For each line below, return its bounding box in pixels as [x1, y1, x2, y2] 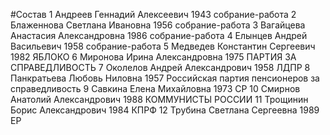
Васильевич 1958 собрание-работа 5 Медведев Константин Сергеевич [10, 40, 316, 52]
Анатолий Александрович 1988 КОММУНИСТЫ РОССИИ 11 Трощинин [10, 94, 309, 105]
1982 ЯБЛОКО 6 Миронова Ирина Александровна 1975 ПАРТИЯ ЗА [10, 51, 297, 63]
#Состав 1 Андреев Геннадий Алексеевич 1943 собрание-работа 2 [10, 9, 297, 20]
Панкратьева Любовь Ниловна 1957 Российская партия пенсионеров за [10, 72, 320, 84]
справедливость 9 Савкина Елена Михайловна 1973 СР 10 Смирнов [10, 83, 301, 94]
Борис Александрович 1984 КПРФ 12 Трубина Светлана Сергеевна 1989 [10, 104, 320, 116]
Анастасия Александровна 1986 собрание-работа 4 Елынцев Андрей [10, 30, 308, 41]
